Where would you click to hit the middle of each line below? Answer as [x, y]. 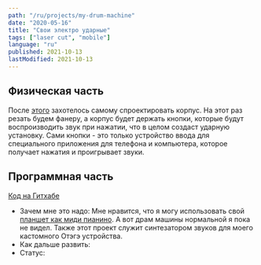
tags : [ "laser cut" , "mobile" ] [59, 37]
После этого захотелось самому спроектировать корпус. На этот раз [125, 110]
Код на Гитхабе [34, 195]
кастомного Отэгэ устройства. [71, 236]
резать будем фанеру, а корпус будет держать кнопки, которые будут [126, 118]
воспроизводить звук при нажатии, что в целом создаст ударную [119, 127]
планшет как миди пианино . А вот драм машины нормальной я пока [135, 219]
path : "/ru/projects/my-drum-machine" [72, 15]
